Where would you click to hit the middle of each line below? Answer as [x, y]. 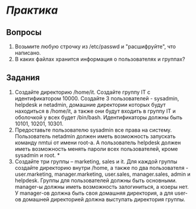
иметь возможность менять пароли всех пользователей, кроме [96, 148]
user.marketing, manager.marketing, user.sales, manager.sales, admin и [102, 174]
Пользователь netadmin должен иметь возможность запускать [95, 136]
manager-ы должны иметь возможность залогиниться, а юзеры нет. [102, 186]
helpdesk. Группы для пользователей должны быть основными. [96, 180]
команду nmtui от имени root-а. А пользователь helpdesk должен [98, 142]
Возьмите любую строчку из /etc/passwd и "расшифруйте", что [95, 46]
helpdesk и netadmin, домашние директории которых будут [90, 104]
